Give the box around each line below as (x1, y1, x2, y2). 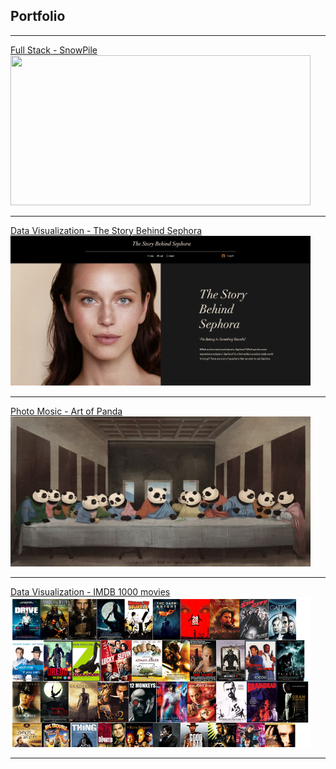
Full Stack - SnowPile (10, 44, 98, 56)
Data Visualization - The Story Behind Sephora (10, 224, 203, 236)
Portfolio (10, 8, 66, 25)
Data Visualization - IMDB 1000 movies (10, 585, 171, 598)
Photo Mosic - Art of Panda (10, 405, 123, 417)
